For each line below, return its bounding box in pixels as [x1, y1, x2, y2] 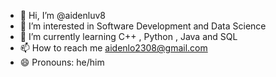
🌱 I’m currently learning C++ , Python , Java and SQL [19, 31, 238, 42]
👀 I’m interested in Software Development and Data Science [19, 20, 267, 32]
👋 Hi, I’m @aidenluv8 [19, 10, 106, 21]
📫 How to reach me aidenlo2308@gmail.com [19, 42, 208, 54]
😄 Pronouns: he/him [19, 56, 105, 68]
